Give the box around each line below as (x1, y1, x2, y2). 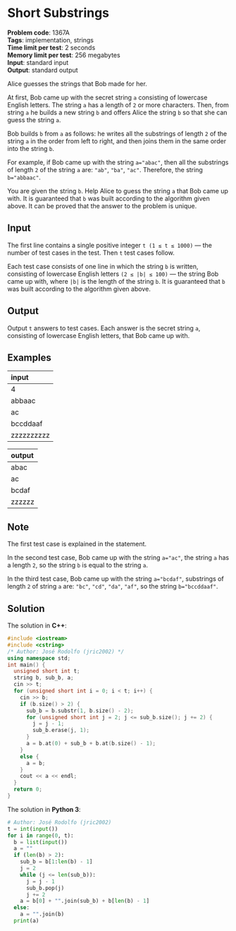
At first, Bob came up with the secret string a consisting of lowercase (7, 93, 208, 102)
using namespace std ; (7, 654, 71, 661)
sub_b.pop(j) (25, 884, 65, 891)
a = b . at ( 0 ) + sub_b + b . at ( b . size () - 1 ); (25, 740, 156, 747)
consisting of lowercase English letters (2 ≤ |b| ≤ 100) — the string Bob (7, 270, 219, 278)
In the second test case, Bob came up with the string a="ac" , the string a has (7, 553, 230, 562)
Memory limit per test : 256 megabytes (7, 51, 121, 59)
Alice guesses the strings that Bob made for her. (7, 79, 148, 88)
